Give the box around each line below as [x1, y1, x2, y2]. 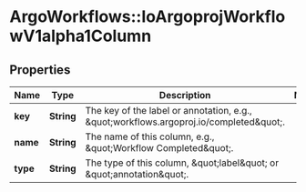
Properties [9, 62, 71, 77]
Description [158, 89, 211, 101]
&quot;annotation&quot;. [85, 168, 189, 180]
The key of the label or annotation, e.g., [85, 105, 252, 116]
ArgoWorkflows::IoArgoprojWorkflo [9, 6, 286, 27]
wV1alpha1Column [9, 25, 152, 46]
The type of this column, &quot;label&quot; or [85, 157, 280, 169]
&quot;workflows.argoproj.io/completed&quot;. [85, 116, 285, 128]
